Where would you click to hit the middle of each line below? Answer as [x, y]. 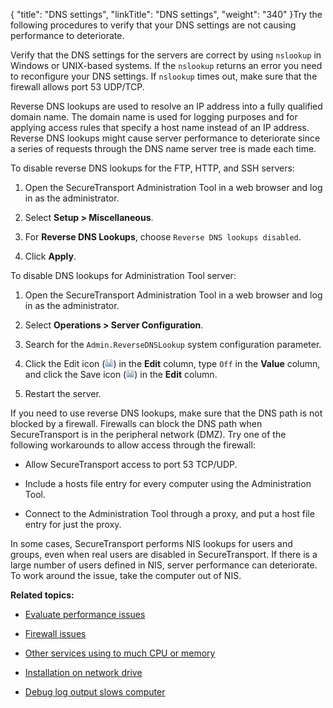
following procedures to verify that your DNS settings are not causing [153, 25]
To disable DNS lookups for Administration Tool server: [123, 275]
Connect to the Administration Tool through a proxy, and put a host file [169, 513]
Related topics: [42, 595]
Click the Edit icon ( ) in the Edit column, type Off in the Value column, [172, 363]
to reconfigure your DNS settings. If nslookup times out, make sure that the [164, 76]
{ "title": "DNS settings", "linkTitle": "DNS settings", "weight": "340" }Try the [166, 14]
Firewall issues [55, 633]
